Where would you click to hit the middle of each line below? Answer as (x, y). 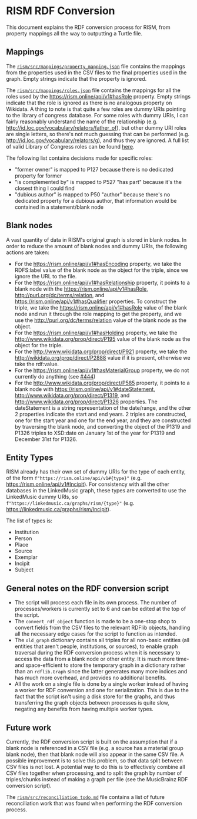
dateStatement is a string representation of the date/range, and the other (103, 407)
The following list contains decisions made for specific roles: (79, 158)
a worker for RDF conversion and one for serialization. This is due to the (102, 690)
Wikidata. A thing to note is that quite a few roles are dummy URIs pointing (96, 109)
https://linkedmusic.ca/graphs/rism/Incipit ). (59, 509)
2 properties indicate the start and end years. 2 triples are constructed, (101, 414)
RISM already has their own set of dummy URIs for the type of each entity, (96, 472)
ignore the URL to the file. (46, 276)
